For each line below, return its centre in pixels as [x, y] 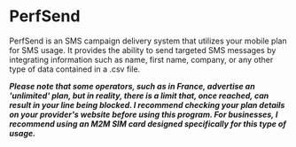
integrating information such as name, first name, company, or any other [141, 59]
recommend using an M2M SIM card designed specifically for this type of [148, 124]
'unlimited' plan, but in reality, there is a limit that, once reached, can [139, 96]
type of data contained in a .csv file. [75, 69]
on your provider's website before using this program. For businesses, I [144, 114]
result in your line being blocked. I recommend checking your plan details [147, 104]
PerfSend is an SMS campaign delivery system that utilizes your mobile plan [148, 41]
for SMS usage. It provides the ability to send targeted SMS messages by [143, 50]
